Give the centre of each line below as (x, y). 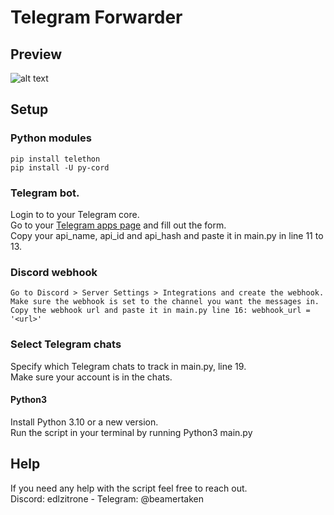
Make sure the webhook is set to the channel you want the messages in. (165, 302)
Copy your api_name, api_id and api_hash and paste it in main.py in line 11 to (167, 235)
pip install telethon (55, 159)
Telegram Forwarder (96, 17)
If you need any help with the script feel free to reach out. (129, 488)
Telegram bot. (45, 193)
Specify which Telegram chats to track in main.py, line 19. (128, 366)
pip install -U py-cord (60, 167)
